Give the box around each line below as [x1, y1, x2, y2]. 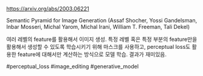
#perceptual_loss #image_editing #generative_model [6, 63, 139, 70]
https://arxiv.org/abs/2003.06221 [6, 5, 89, 12]
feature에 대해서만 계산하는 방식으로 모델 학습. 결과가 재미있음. [17, 51, 167, 58]
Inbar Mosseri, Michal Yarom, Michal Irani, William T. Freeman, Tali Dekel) [6, 24, 190, 30]
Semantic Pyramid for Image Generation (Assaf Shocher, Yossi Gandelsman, [6, 17, 198, 24]
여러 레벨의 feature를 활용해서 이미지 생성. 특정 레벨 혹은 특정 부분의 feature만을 [6, 36, 198, 43]
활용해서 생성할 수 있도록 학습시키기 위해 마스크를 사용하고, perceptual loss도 [6, 43, 191, 50]
